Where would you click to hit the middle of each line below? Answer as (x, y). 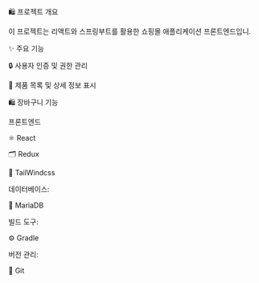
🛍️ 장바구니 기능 (33, 102)
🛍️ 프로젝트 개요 (33, 12)
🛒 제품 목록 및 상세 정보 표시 (52, 85)
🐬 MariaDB (26, 205)
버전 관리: (23, 254)
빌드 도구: (23, 222)
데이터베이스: (29, 189)
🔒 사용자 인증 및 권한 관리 (48, 66)
